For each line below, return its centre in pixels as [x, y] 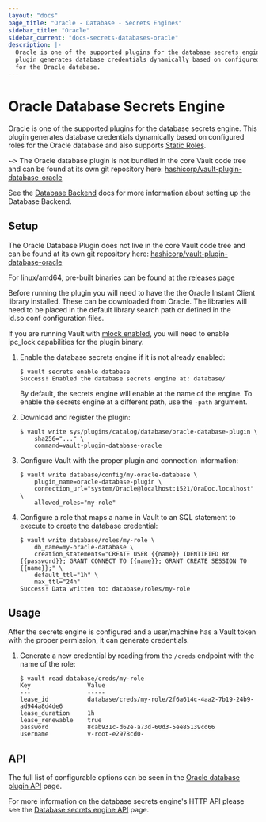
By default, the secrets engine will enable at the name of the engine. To [136, 393]
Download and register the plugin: [75, 417]
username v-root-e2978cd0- [82, 734]
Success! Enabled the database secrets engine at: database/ [123, 379]
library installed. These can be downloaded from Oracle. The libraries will [128, 301]
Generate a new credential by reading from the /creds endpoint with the [137, 656]
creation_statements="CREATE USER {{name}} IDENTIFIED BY [132, 554]
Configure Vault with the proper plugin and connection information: [129, 460]
